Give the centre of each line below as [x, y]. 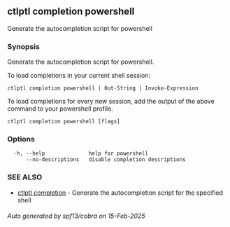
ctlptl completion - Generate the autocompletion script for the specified [120, 193]
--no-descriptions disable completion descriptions [106, 160]
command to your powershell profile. [60, 109]
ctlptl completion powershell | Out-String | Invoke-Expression [103, 88]
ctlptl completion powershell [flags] [64, 122]
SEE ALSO [25, 177]
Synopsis [23, 46]
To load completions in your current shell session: [79, 76]
